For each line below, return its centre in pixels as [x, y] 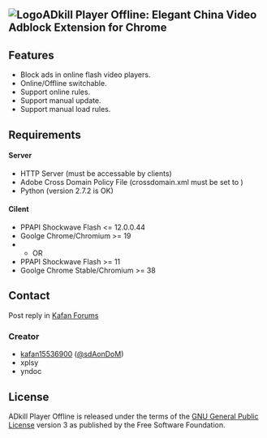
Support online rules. [55, 92]
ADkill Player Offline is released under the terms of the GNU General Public [133, 416]
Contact [29, 296]
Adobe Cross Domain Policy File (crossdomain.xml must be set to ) [131, 182]
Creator [24, 336]
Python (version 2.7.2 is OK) [67, 191]
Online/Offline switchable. [63, 84]
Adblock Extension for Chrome [88, 28]
